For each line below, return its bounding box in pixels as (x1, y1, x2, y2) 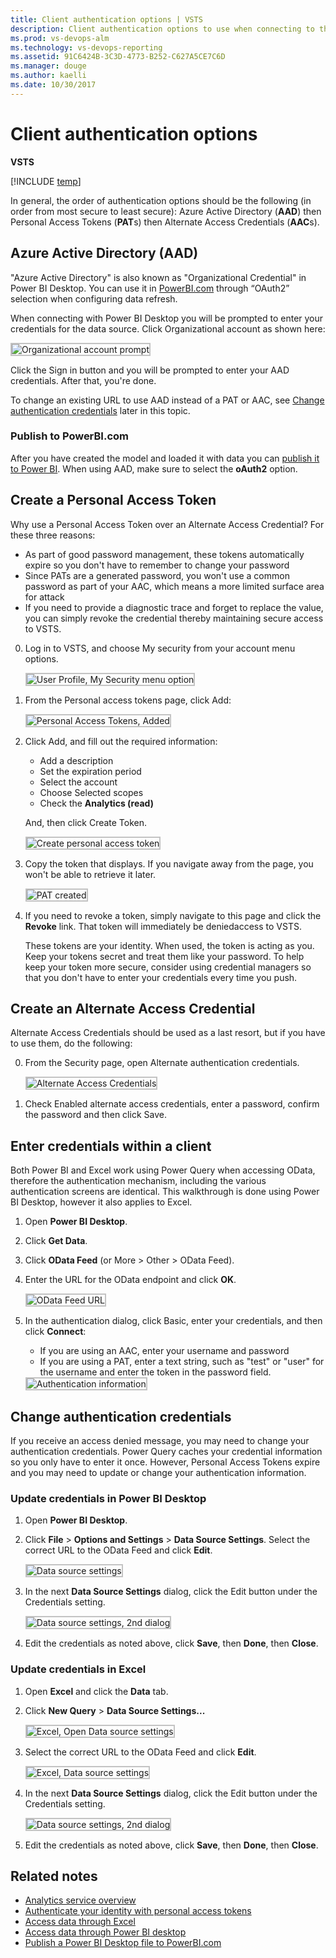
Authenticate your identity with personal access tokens (24, 1905, 252, 1917)
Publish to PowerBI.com (10, 429, 130, 443)
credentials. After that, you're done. (10, 374, 157, 386)
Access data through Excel (24, 1916, 136, 1928)
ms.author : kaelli (10, 71, 87, 81)
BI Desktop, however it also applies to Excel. (10, 1196, 193, 1208)
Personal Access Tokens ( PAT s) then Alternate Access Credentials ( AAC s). (10, 216, 320, 228)
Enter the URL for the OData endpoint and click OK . (24, 1274, 237, 1286)
